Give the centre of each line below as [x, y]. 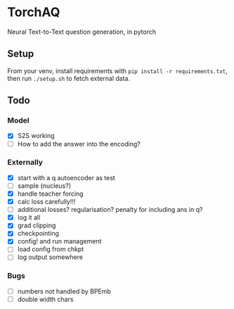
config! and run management [59, 241]
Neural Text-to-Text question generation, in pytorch [82, 32]
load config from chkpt [51, 249]
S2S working [36, 136]
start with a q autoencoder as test [66, 177]
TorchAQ [34, 12]
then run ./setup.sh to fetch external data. [69, 78]
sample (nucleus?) [44, 185]
